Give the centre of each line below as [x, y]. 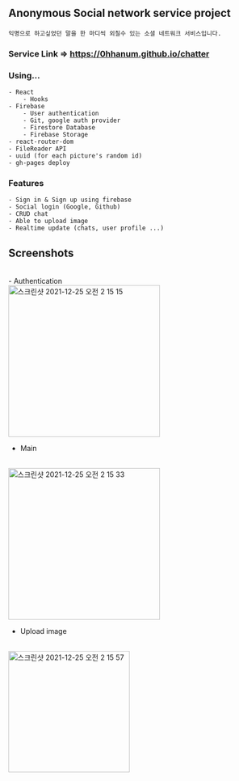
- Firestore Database [59, 128]
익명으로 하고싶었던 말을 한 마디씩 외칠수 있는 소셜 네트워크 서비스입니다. [115, 33]
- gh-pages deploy [39, 163]
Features [26, 183]
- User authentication [61, 114]
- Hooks [36, 99]
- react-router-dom [41, 142]
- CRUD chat [28, 214]
